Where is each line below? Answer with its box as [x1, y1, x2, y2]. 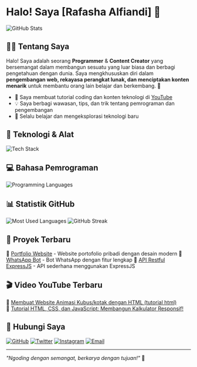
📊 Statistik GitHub [6, 199, 75, 209]
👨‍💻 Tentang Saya [6, 42, 70, 52]
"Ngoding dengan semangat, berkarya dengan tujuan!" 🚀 [6, 354, 145, 361]
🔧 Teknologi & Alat [6, 130, 74, 140]
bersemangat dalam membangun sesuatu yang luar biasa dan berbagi [6, 63, 175, 70]
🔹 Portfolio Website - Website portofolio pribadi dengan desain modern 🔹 [6, 250, 183, 257]
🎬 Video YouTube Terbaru [6, 280, 103, 290]
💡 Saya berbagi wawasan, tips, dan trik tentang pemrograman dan [14, 100, 175, 107]
